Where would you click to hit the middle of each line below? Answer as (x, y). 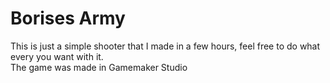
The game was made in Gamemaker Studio (99, 67)
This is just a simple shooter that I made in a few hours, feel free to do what (165, 46)
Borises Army (68, 18)
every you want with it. (57, 56)
